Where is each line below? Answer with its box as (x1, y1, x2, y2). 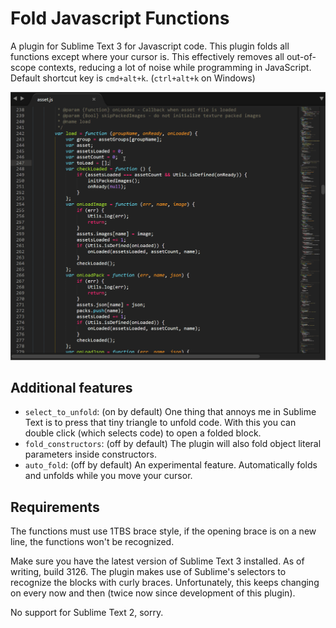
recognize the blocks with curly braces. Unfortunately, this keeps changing (10, 577, 320, 589)
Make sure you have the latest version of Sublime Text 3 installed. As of (10, 555, 305, 567)
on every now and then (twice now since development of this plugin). (10, 587, 296, 599)
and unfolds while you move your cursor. (24, 470, 193, 482)
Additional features (10, 380, 133, 397)
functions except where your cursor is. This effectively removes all (10, 50, 285, 62)
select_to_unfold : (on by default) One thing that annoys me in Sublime (24, 406, 317, 418)
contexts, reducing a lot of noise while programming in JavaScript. (38, 61, 312, 73)
